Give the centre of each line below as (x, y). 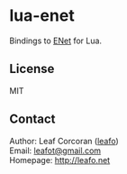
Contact (32, 119)
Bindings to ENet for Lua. (55, 41)
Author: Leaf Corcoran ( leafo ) (64, 141)
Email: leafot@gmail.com (55, 151)
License (32, 69)
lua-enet (42, 16)
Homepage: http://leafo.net (60, 160)
